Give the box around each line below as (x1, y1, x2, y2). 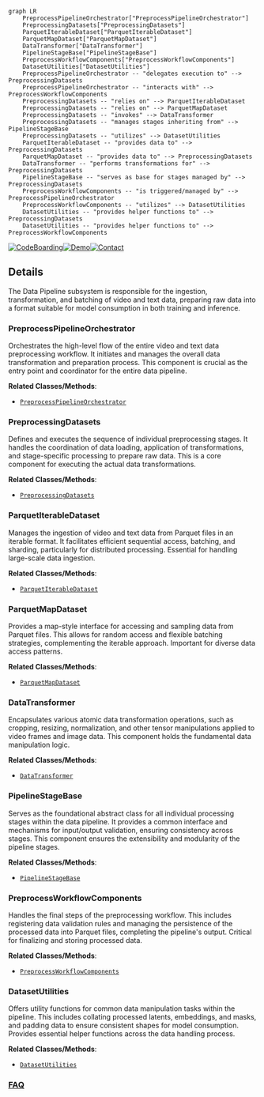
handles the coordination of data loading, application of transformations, (8, 443, 244, 452)
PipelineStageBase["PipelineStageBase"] (22, 49, 157, 57)
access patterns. (8, 647, 63, 656)
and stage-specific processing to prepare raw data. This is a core (8, 451, 221, 461)
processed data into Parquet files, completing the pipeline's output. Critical (8, 927, 252, 937)
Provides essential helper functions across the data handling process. (8, 1029, 236, 1039)
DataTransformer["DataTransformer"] (22, 42, 144, 50)
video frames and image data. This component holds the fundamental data (8, 732, 251, 741)
